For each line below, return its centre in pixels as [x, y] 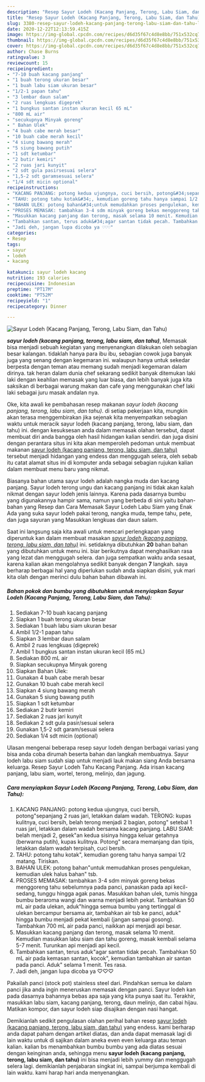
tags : [14, 244]
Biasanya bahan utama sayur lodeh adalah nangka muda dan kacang [93, 481]
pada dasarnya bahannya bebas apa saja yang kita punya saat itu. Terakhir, [101, 996]
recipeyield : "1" [29, 301]
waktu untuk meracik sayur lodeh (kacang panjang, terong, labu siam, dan [100, 424]
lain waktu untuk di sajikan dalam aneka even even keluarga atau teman [96, 1041]
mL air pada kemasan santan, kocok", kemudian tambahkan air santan [103, 958]
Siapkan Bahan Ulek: [42, 671]
